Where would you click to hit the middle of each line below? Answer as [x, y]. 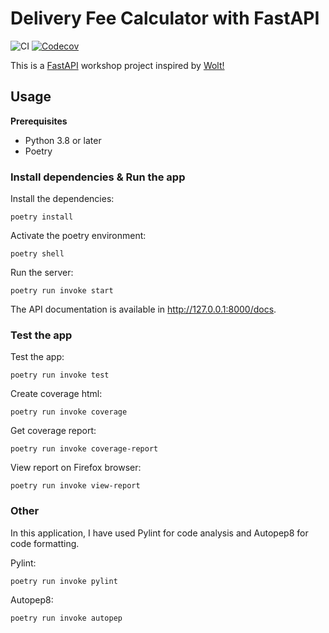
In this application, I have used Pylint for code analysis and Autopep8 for [159, 533]
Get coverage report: [53, 431]
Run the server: [42, 273]
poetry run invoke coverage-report [84, 449]
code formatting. [45, 543]
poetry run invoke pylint [64, 581]
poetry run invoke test [60, 375]
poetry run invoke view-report [75, 486]
